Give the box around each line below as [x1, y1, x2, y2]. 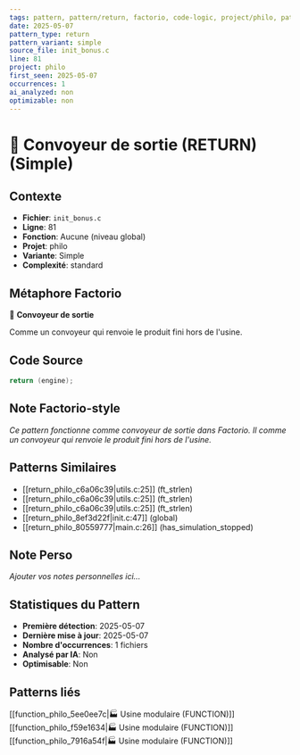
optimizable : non [9, 95, 74, 105]
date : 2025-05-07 [9, 21, 74, 30]
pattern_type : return [9, 29, 90, 38]
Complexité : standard [21, 260, 104, 270]
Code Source [9, 353, 83, 368]
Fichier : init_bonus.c [21, 212, 102, 223]
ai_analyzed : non [9, 87, 74, 96]
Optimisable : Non [21, 659, 89, 669]
